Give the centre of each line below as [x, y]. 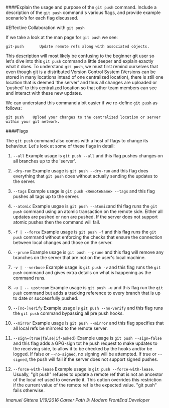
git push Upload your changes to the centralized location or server [83, 117]
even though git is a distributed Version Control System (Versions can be [81, 72]
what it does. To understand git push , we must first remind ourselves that [82, 66]
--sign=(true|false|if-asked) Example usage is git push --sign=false [87, 338]
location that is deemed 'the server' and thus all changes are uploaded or [81, 82]
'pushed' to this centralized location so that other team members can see [81, 88]
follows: [14, 108]
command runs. [29, 278]
